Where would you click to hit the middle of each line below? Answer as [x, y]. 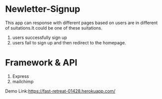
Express [21, 76]
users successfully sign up [40, 37]
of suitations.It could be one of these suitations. [54, 28]
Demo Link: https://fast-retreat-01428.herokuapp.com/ [60, 91]
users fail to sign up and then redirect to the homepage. [69, 42]
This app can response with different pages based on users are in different [81, 23]
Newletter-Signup [43, 9]
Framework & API [41, 63]
